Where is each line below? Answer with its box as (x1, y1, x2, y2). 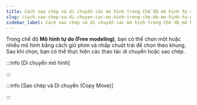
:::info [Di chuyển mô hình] (6, 59, 70, 66)
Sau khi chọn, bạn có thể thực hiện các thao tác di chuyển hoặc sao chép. (6, 48, 185, 55)
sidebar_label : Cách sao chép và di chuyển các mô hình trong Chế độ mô (6, 19, 188, 25)
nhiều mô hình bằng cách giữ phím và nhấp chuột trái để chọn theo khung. (6, 42, 186, 49)
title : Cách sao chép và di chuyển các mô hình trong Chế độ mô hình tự (6, 8, 188, 15)
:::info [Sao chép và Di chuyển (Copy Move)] (6, 82, 114, 89)
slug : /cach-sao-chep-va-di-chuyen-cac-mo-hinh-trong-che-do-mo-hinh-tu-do (6, 14, 195, 20)
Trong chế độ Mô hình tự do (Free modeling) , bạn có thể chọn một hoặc (6, 36, 181, 43)
